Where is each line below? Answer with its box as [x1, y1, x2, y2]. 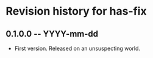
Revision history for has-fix [5, 4, 147, 18]
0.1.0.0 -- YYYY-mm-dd [5, 29, 99, 39]
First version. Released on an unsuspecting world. [14, 45, 141, 52]
